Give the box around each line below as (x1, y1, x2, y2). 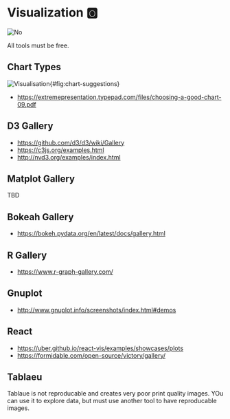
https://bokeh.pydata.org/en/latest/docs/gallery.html (16, 229, 166, 238)
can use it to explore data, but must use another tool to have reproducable (7, 397, 218, 405)
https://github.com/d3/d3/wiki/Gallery (16, 138, 125, 147)
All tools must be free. (7, 41, 70, 50)
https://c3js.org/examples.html (16, 146, 104, 154)
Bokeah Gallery (7, 211, 74, 223)
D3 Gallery (7, 120, 54, 132)
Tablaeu (7, 372, 43, 383)
